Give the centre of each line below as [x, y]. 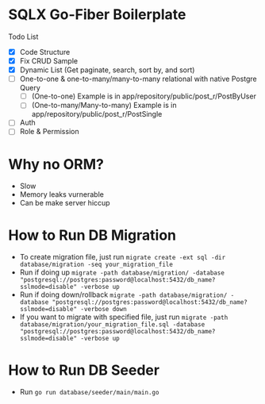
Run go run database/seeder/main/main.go [89, 392]
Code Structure [45, 52]
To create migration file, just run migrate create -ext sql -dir [123, 257]
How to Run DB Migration [92, 235]
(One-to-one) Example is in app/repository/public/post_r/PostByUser [144, 96]
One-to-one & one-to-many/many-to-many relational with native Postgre [138, 79]
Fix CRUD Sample [48, 61]
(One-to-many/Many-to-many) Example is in [104, 106]
